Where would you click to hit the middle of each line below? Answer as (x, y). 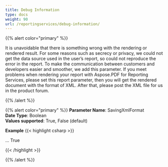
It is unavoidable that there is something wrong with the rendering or (76, 48)
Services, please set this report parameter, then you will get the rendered (81, 80)
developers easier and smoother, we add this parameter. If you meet (76, 69)
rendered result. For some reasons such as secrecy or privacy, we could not (84, 53)
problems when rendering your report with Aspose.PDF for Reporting (77, 75)
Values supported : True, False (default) (47, 121)
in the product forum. (27, 91)
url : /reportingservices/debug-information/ (53, 24)
